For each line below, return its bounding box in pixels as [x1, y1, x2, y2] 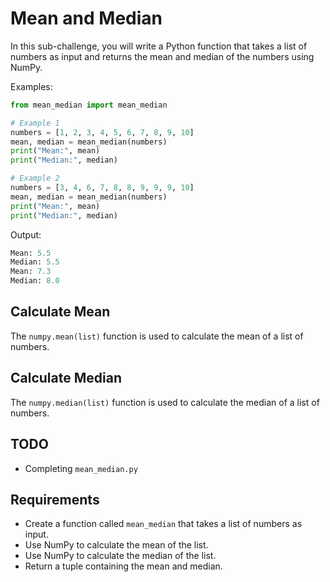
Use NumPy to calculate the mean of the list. [24, 539, 209, 551]
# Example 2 [10, 173, 60, 184]
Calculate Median [10, 370, 122, 387]
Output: [10, 228, 42, 241]
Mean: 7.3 [10, 267, 52, 277]
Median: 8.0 [10, 276, 60, 286]
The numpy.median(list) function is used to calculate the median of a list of [10, 396, 320, 408]
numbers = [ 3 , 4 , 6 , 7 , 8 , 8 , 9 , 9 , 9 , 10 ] [10, 183, 195, 193]
